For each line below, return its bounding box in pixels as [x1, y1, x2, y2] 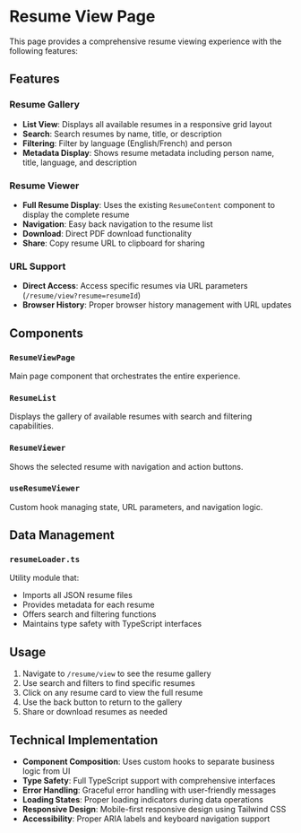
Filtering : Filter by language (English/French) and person [21, 137, 233, 149]
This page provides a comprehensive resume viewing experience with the [9, 36, 282, 47]
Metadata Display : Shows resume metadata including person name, [21, 147, 275, 158]
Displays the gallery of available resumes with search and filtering [9, 411, 253, 422]
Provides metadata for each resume [21, 599, 155, 611]
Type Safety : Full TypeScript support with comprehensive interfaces [21, 776, 276, 786]
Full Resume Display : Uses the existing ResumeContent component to [21, 199, 276, 210]
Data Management [9, 527, 115, 543]
